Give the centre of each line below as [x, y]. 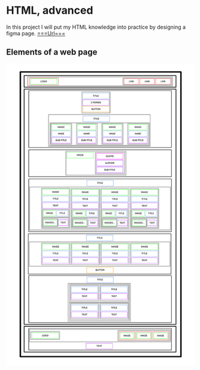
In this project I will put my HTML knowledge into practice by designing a [96, 27]
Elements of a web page [52, 52]
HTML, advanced [50, 10]
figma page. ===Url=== [36, 33]
